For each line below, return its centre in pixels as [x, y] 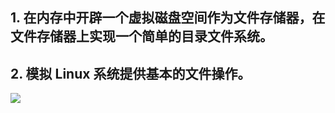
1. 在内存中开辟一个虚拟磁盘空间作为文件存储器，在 [168, 18]
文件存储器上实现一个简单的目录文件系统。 [141, 36]
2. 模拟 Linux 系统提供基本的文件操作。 [131, 73]
